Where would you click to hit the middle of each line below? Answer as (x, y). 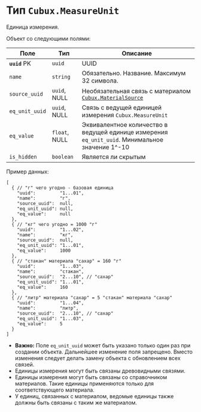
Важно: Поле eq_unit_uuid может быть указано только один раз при (103, 345)
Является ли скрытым (114, 157)
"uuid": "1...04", (51, 303)
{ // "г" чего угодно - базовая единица (63, 188)
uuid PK (20, 63)
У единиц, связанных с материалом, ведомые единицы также (94, 396)
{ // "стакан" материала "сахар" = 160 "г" (66, 261)
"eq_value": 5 (40, 324)
